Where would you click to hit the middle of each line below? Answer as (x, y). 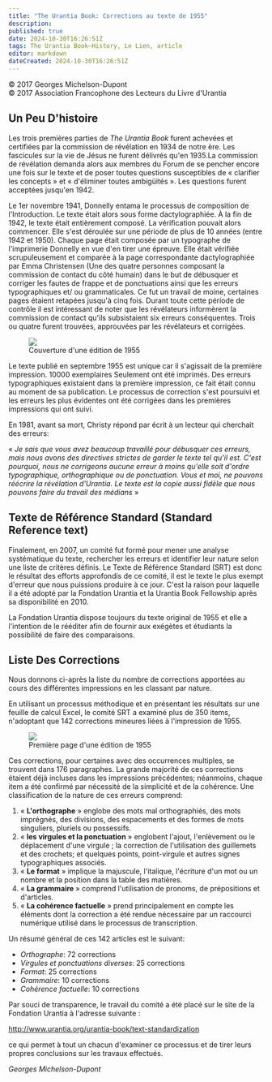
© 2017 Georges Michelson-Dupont (68, 84)
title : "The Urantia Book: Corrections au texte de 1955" (108, 16)
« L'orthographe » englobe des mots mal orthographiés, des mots (130, 811)
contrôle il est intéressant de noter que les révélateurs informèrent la (123, 308)
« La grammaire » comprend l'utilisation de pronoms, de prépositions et (140, 889)
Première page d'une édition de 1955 (90, 745)
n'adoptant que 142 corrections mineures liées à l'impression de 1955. (125, 721)
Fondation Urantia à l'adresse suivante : (74, 1013)
